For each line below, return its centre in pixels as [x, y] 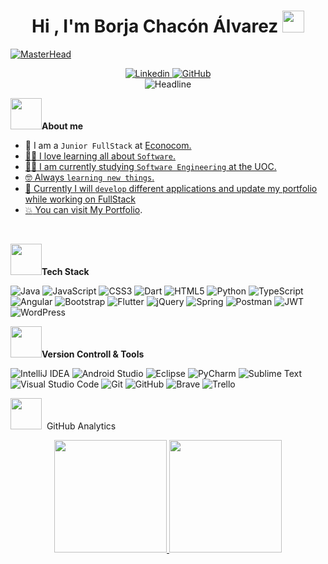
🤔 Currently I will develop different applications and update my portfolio [171, 188]
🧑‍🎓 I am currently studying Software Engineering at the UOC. [150, 166]
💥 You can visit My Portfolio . [83, 209]
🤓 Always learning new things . [89, 177]
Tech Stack [65, 271]
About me [62, 126]
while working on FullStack [80, 199]
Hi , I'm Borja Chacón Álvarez [155, 26]
